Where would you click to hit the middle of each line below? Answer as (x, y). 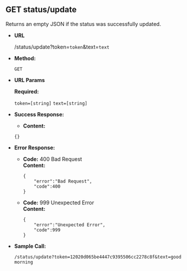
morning (23, 262)
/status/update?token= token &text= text (62, 47)
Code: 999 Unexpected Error (58, 203)
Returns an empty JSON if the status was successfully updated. (83, 24)
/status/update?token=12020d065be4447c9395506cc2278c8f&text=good (98, 257)
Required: (26, 92)
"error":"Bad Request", (63, 181)
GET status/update (41, 10)
